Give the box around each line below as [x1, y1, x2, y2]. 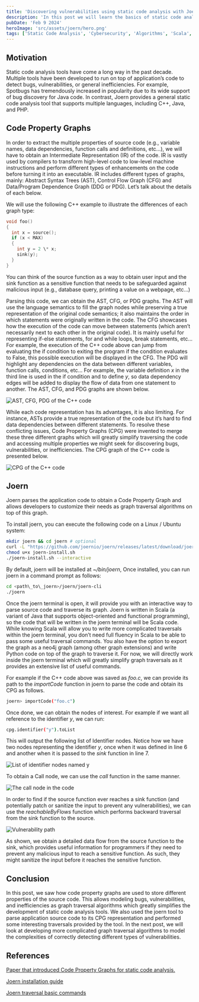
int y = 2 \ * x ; [17, 246, 57, 252]
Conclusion [6, 873, 50, 884]
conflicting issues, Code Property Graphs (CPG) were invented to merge [6, 427, 182, 434]
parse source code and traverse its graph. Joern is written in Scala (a [6, 606, 175, 613]
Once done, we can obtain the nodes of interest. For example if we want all [6, 709, 190, 716]
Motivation [6, 53, 47, 63]
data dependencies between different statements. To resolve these [6, 421, 170, 428]
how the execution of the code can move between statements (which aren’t [6, 322, 191, 329]
